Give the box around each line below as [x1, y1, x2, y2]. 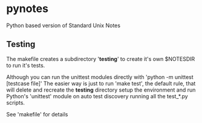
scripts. [6, 99, 25, 106]
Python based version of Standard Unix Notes [6, 22, 121, 29]
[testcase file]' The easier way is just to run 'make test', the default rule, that [6, 80, 196, 87]
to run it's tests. [6, 61, 45, 69]
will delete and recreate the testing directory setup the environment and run [6, 86, 196, 93]
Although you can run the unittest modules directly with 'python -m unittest [6, 73, 194, 80]
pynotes [6, 2, 48, 16]
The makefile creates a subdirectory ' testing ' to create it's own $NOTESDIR [6, 55, 195, 62]
